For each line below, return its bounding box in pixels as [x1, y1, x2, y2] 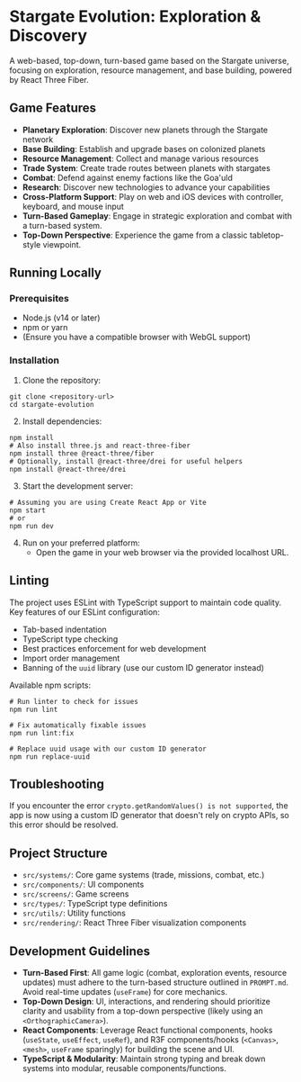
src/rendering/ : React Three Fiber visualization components [22, 917, 247, 928]
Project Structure [9, 845, 108, 861]
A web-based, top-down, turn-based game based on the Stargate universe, [9, 55, 289, 66]
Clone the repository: [22, 374, 102, 385]
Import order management [22, 653, 120, 663]
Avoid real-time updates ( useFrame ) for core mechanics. [22, 986, 227, 996]
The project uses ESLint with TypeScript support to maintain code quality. [9, 597, 281, 608]
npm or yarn [22, 322, 68, 333]
